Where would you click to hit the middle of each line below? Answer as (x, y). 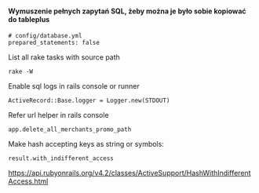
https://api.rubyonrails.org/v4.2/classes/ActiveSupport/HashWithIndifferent (129, 173)
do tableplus (29, 19)
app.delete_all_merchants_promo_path (70, 129)
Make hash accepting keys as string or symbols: (86, 144)
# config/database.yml (45, 36)
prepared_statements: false (54, 43)
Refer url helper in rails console (58, 115)
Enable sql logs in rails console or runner (74, 86)
